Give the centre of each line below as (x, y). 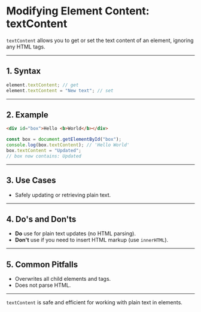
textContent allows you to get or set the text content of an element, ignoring (100, 40)
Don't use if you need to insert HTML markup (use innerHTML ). (92, 240)
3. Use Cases (31, 181)
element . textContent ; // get (42, 85)
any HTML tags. (26, 47)
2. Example (28, 115)
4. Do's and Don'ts (41, 219)
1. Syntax (24, 71)
